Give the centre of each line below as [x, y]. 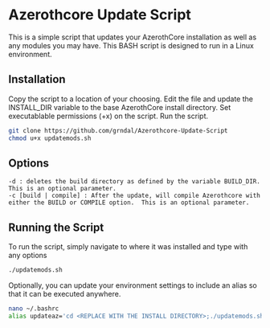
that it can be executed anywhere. [65, 294]
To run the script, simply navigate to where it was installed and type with [128, 247]
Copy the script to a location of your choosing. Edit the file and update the [131, 99]
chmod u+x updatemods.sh [50, 138]
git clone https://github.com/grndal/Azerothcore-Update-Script [118, 130]
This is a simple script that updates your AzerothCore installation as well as [133, 37]
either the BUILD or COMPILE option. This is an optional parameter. [129, 203]
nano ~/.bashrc [34, 309]
